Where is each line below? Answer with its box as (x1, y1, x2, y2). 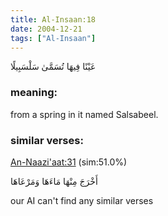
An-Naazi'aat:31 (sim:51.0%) (10, 156, 128, 168)
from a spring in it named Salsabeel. (10, 108, 159, 120)
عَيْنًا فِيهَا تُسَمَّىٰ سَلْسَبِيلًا (10, 61, 97, 73)
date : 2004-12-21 (10, 24, 83, 34)
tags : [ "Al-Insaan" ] (10, 33, 97, 43)
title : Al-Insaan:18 (10, 14, 97, 25)
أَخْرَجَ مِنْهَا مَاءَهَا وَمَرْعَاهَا (10, 175, 98, 187)
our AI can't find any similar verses (10, 194, 154, 206)
